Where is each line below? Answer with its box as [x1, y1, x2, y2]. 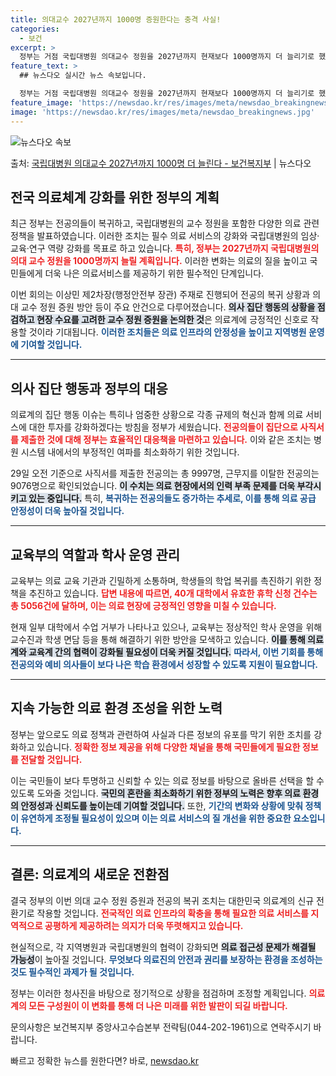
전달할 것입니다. [20, 753, 83, 765]
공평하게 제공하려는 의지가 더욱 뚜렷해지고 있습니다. [44, 919, 244, 931]
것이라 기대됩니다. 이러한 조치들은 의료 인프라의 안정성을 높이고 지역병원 [28, 326, 307, 338]
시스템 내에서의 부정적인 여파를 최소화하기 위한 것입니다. [20, 446, 240, 458]
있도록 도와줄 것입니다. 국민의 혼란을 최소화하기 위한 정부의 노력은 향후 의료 [10, 787, 302, 799]
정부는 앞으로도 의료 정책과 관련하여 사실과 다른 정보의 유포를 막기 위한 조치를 [10, 728, 312, 740]
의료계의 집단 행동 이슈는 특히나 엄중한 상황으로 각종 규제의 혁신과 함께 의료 [10, 409, 304, 421]
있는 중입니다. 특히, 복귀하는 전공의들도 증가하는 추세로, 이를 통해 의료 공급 [28, 492, 317, 505]
